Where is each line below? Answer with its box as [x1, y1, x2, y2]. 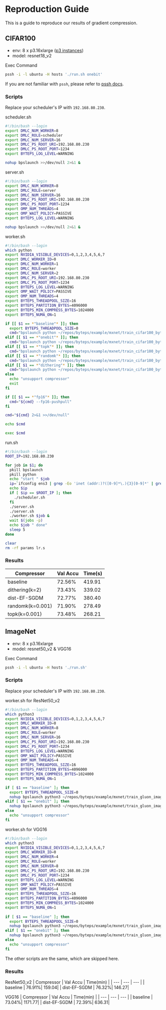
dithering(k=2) [7, 586, 42, 593]
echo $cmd [5, 422, 26, 427]
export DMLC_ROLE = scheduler [5, 133, 63, 138]
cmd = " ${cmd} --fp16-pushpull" [9, 399, 72, 404]
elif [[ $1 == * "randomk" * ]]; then [5, 353, 81, 358]
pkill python [9, 472, 37, 477]
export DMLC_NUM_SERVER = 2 [5, 271, 58, 276]
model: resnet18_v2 [12, 53, 52, 58]
